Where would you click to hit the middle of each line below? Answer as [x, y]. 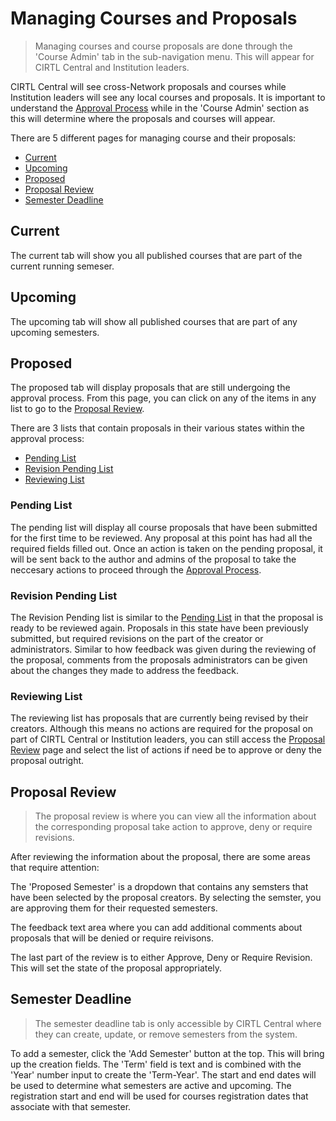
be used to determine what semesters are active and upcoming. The [151, 1085]
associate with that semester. [71, 1106]
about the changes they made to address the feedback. [125, 670]
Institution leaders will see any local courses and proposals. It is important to [168, 97]
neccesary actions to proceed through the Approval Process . [136, 569]
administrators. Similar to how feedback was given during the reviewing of [163, 649]
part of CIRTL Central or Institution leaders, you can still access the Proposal [168, 739]
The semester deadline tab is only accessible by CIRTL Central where [178, 1023]
